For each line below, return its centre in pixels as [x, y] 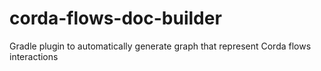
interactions [34, 56]
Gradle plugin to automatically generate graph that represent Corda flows [160, 46]
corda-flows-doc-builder [115, 18]
